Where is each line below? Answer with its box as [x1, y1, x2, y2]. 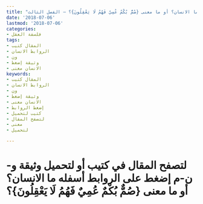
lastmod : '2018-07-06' [6, 20, 63, 26]
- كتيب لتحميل [6, 110, 42, 116]
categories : [6, 25, 36, 32]
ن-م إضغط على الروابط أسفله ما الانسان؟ [6, 171, 193, 185]
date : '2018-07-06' [6, 15, 56, 21]
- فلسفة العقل [6, 31, 42, 38]
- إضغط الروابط [6, 104, 45, 111]
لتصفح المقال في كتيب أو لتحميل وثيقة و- [6, 159, 187, 173]
